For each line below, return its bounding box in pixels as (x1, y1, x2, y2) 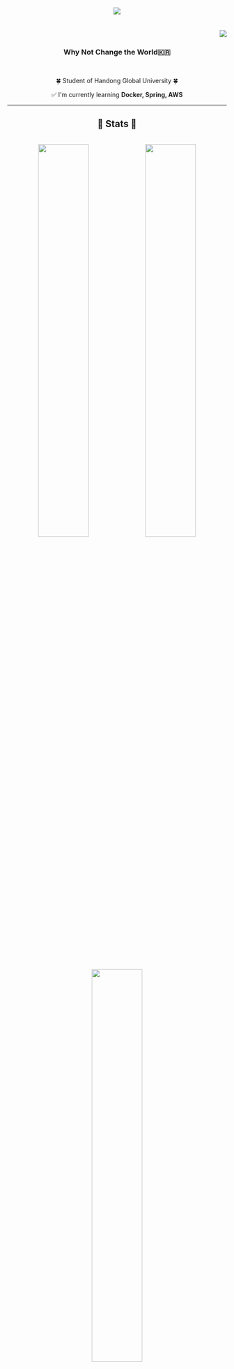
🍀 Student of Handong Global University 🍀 (55, 77, 179, 85)
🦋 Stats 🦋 (97, 117, 137, 129)
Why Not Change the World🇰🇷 (63, 47, 171, 57)
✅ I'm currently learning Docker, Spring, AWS (51, 91, 183, 99)
